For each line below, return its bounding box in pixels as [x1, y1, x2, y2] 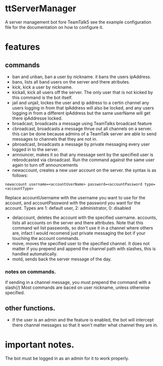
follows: [12, 172, 28, 178]
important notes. [5, 339, 74, 350]
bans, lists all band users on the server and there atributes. [12, 79, 130, 85]
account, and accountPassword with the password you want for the [5, 200, 141, 206]
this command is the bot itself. [12, 94, 73, 100]
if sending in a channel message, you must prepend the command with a [5, 280, 151, 285]
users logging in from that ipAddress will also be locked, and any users [12, 105, 154, 110]
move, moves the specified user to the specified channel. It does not [12, 240, 150, 246]
